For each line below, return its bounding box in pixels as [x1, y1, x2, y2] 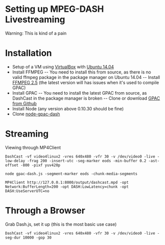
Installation [5, 48, 52, 59]
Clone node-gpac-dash [12, 111, 60, 117]
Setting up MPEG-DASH [5, 3, 104, 15]
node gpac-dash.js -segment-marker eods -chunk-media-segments [5, 171, 138, 176]
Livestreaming [5, 14, 66, 25]
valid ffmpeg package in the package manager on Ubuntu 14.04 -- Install [12, 74, 160, 80]
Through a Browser [5, 205, 85, 216]
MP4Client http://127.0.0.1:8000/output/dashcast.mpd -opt [5, 180, 129, 185]
